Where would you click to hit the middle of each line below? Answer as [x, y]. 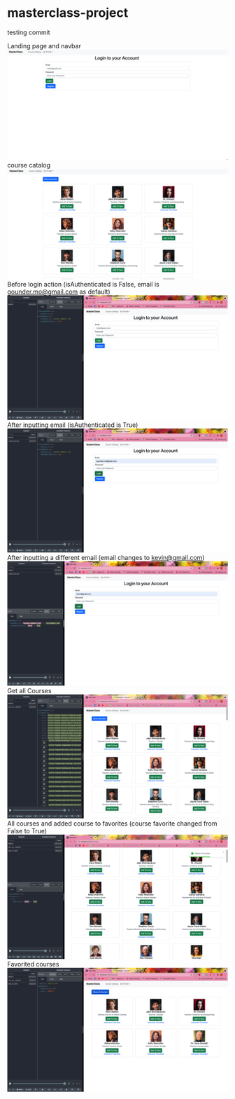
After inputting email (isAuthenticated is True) [73, 425]
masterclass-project [68, 13]
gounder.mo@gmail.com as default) [59, 292]
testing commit [29, 32]
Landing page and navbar [44, 46]
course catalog [29, 165]
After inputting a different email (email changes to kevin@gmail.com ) [106, 558]
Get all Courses [29, 690]
